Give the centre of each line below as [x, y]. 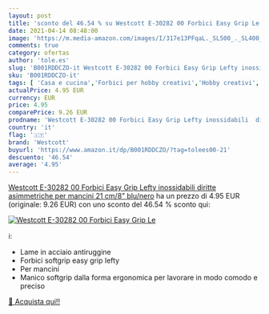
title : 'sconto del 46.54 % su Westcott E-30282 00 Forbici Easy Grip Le [134, 23]
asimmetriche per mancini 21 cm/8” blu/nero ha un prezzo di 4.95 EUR [124, 196]
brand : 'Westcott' [39, 142]
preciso [32, 286]
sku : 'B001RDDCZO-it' [44, 75]
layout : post [30, 16]
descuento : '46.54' [41, 157]
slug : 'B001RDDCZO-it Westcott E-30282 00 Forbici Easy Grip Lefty [123, 68]
